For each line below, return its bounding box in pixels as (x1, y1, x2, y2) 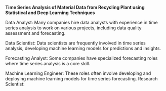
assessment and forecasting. (5, 30, 66, 36)
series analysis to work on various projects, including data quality (5, 25, 142, 31)
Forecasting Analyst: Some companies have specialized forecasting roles (5, 55, 158, 61)
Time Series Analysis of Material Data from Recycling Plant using (5, 5, 145, 10)
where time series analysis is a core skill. (5, 61, 90, 66)
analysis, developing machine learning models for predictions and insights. (5, 45, 161, 51)
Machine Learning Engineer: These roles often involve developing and (5, 70, 151, 76)
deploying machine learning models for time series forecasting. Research (5, 76, 158, 81)
